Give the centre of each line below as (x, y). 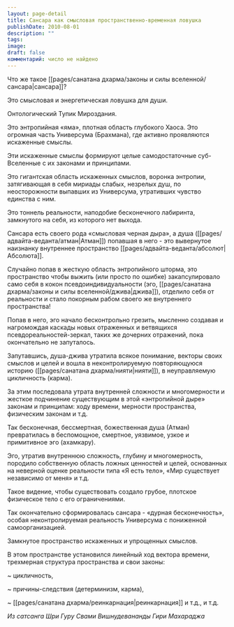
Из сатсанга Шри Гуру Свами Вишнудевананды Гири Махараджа (106, 616)
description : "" (31, 33)
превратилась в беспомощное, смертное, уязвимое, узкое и (98, 435)
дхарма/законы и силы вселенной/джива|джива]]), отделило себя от (111, 291)
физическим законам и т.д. (47, 414)
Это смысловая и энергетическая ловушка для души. (87, 100)
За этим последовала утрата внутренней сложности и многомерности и (116, 391)
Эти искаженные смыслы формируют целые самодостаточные (102, 155)
